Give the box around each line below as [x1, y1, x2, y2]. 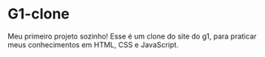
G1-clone [7, 5, 70, 23]
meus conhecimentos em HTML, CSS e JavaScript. [7, 39, 180, 49]
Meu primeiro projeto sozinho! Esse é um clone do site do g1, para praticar [7, 31, 257, 41]
